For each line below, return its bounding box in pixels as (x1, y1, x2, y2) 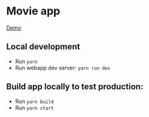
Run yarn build (15, 98, 54, 105)
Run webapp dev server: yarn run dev (15, 64, 111, 71)
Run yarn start (15, 104, 54, 111)
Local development (6, 42, 81, 52)
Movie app (6, 4, 61, 18)
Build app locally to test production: (6, 81, 144, 92)
